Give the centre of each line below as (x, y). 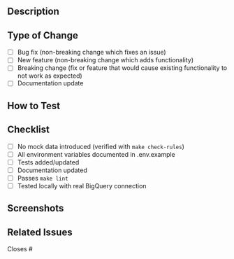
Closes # (20, 249)
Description (33, 12)
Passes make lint (43, 178)
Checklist (29, 130)
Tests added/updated (48, 162)
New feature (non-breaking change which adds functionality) (105, 60)
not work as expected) (50, 76)
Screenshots (36, 208)
